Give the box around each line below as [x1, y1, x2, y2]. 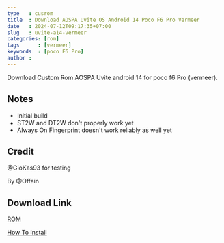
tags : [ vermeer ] [7, 42, 72, 49]
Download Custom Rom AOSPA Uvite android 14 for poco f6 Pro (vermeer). [7, 73, 219, 81]
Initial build [16, 111, 48, 120]
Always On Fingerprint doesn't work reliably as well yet [16, 126, 172, 134]
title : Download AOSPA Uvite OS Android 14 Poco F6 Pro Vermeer [7, 16, 200, 23]
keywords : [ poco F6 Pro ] [7, 49, 84, 55]
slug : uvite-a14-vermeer [7, 29, 87, 36]
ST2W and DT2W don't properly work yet [16, 118, 135, 127]
